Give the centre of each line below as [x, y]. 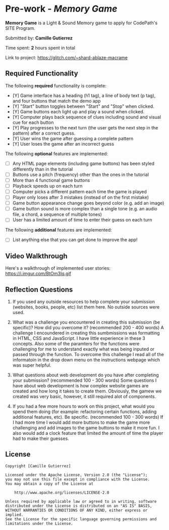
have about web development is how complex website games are [80, 386]
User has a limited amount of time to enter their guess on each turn [82, 220]
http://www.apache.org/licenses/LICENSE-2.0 [62, 493]
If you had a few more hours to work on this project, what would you [83, 406]
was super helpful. [32, 365]
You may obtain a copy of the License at [49, 483]
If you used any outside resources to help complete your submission [83, 302]
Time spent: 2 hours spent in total [40, 48]
